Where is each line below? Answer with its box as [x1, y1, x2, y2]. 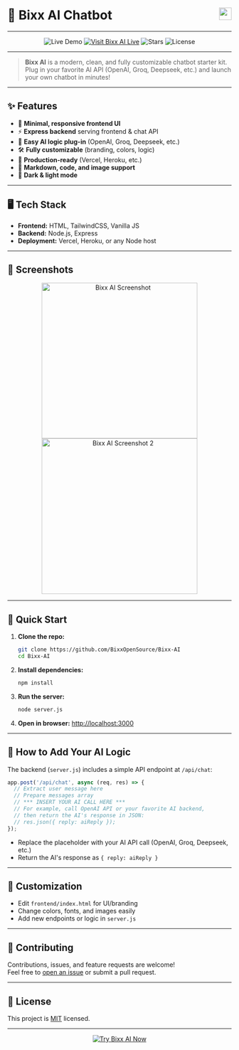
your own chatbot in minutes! [24, 73, 111, 81]
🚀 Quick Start [7, 613, 68, 625]
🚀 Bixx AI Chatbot [7, 7, 112, 23]
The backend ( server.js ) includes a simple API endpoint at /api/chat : [7, 765, 213, 773]
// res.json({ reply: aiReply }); [14, 818, 116, 825]
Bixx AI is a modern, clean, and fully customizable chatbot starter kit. [24, 58, 228, 66]
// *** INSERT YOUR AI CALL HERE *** [14, 799, 126, 806]
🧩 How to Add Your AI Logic [7, 746, 131, 758]
